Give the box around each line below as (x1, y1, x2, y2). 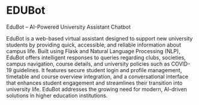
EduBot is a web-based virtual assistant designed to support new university (6, 35, 193, 42)
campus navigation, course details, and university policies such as (6, 60, 170, 67)
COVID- (171, 60, 191, 67)
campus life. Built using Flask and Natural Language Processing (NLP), (6, 47, 181, 54)
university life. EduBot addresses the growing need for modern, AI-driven (6, 85, 188, 92)
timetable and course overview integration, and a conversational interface (6, 73, 189, 80)
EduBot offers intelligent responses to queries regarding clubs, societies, (6, 54, 186, 61)
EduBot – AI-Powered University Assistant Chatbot (6, 23, 131, 30)
